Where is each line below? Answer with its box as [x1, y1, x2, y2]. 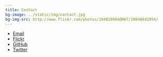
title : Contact [5, 7, 38, 13]
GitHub [12, 41, 28, 47]
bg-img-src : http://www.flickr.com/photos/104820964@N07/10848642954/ [5, 17, 158, 22]
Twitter [12, 46, 28, 53]
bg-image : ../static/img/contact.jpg [5, 12, 86, 17]
